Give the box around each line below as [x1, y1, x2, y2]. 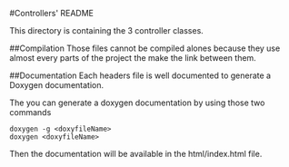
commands [9, 107, 52, 117]
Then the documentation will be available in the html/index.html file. [9, 149, 263, 159]
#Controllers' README [9, 8, 94, 18]
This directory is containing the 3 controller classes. [9, 25, 204, 35]
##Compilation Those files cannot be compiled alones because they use [9, 43, 281, 54]
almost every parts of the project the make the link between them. [9, 53, 256, 63]
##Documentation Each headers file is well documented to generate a [9, 70, 271, 81]
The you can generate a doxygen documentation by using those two [9, 97, 265, 108]
